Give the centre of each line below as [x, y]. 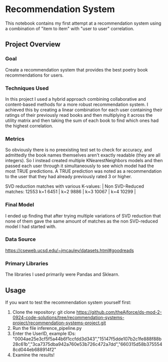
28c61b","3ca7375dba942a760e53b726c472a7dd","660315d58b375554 [87, 344]
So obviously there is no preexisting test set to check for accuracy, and [78, 150]
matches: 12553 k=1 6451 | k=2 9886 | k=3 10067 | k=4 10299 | [71, 192]
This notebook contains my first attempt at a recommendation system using [83, 23]
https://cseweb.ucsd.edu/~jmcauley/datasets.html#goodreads [70, 250]
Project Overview [33, 45]
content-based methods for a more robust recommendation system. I [77, 104]
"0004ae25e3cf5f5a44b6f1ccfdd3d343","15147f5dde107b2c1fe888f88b [87, 339]
